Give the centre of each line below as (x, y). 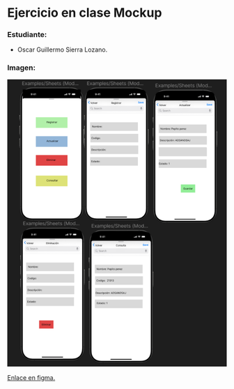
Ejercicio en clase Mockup (85, 13)
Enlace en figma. (31, 378)
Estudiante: (27, 35)
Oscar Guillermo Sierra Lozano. (62, 49)
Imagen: (22, 68)
